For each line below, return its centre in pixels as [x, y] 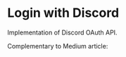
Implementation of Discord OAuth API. [62, 32]
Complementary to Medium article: [58, 46]
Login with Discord [63, 13]
